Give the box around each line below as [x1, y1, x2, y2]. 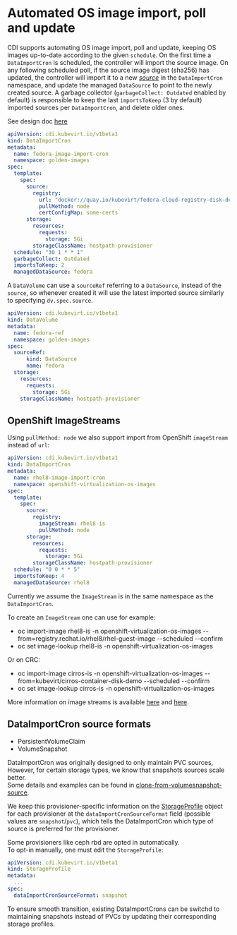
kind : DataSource [25, 356, 78, 363]
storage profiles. [7, 919, 55, 928]
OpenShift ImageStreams [7, 414, 121, 426]
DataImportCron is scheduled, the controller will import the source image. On [7, 58, 229, 66]
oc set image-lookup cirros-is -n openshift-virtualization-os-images [17, 684, 215, 692]
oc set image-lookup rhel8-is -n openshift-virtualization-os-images [17, 641, 214, 650]
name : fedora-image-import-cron [13, 150, 109, 157]
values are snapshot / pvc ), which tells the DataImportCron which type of [7, 816, 214, 825]
